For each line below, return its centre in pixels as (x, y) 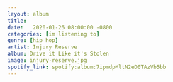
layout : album (28, 14)
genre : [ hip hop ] (33, 41)
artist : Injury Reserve (43, 47)
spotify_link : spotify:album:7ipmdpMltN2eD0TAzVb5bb (87, 67)
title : (17, 21)
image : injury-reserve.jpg (47, 61)
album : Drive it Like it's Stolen (58, 54)
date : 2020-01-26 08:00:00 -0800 (60, 27)
